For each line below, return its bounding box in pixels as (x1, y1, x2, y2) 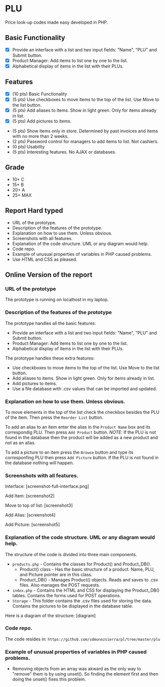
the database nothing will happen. (5, 460, 74, 466)
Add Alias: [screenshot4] (5, 512, 56, 518)
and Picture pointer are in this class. (19, 571, 93, 577)
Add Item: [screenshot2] (5, 493, 55, 499)
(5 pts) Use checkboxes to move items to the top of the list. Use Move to (12, 96, 159, 102)
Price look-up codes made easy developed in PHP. (5, 19, 108, 25)
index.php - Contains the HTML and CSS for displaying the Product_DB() (12, 587, 160, 593)
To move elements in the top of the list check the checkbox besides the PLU (5, 409, 160, 415)
